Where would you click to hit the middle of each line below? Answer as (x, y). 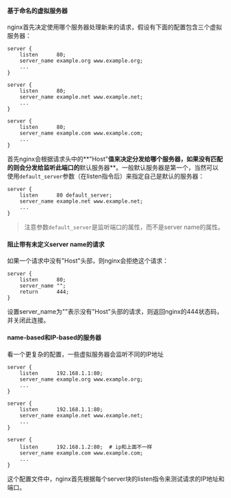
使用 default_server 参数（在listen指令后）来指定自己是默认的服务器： (106, 177)
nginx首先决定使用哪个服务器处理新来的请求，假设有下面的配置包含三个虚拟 (115, 27)
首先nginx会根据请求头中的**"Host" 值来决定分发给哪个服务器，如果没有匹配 (115, 159)
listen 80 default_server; (66, 196)
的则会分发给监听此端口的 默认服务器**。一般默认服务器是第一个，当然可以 (113, 168)
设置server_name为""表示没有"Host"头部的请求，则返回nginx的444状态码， (115, 312)
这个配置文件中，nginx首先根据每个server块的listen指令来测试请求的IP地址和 (116, 479)
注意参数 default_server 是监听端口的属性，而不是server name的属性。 (124, 227)
